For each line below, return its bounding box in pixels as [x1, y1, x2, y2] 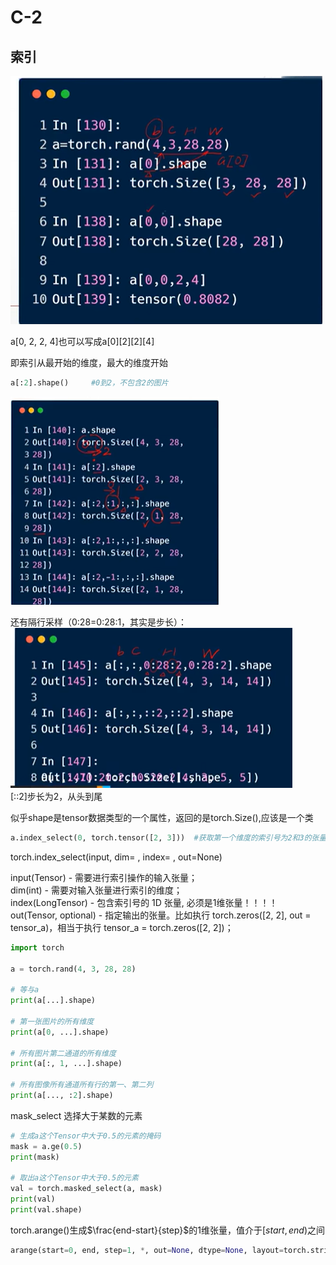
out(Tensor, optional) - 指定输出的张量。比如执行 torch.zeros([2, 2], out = [10, 909, 312, 921]
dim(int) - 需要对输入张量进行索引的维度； [10, 884, 183, 896]
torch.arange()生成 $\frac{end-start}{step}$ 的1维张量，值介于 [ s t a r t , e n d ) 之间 [10, 1224, 326, 1236]
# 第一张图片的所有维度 [10, 1016, 95, 1026]
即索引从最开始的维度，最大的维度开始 [10, 357, 168, 368]
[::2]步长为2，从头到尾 [10, 790, 103, 802]
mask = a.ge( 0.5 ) [10, 1141, 83, 1151]
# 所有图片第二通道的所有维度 [10, 1048, 117, 1058]
